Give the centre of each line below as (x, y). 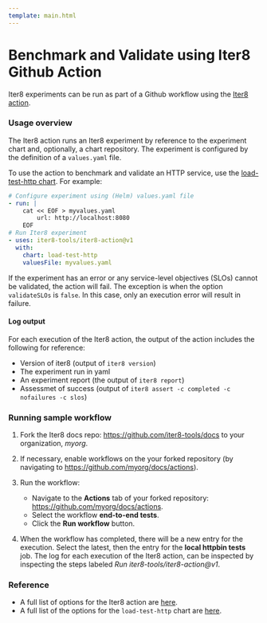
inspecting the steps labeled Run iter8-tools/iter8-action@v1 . (120, 564)
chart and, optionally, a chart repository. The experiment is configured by (128, 149)
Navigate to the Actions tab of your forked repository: (120, 498)
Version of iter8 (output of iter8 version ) (88, 362)
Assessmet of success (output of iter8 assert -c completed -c (125, 388)
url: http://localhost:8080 (83, 218)
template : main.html (43, 16)
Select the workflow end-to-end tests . (95, 515)
